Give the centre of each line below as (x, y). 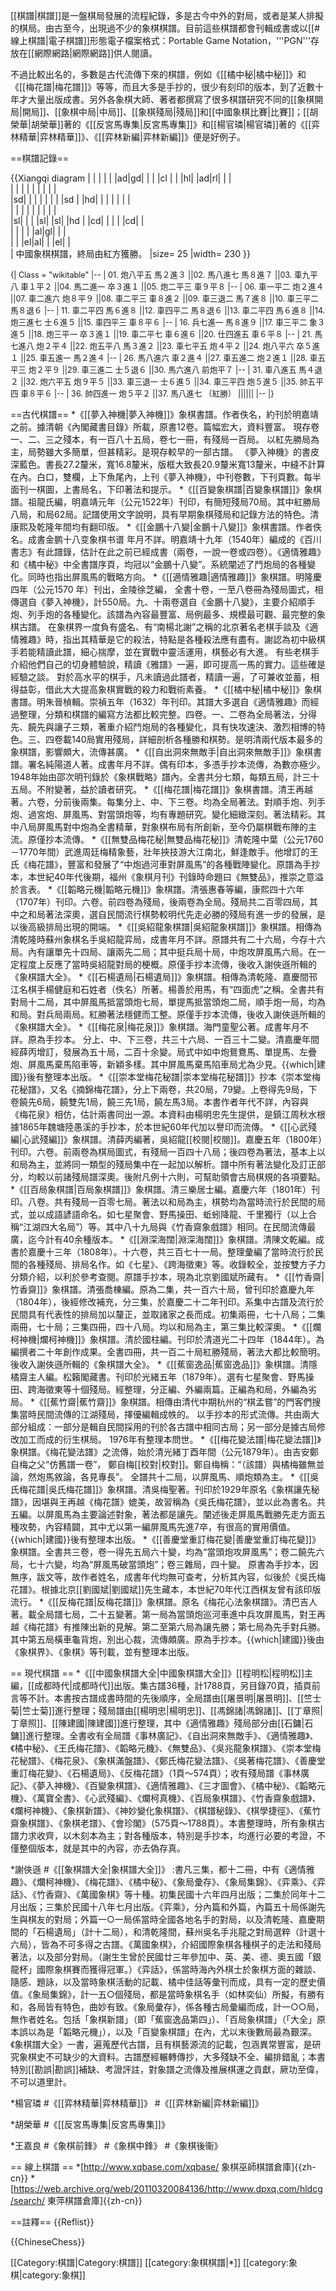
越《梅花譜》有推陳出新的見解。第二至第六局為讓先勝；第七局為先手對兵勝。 (168, 1627)
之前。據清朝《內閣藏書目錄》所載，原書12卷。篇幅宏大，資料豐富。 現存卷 (165, 427)
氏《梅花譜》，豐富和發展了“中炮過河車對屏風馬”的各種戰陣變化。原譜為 (156, 864)
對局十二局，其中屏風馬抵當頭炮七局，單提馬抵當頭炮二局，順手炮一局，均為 (168, 1002)
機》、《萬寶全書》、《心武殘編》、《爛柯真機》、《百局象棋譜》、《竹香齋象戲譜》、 (166, 1798)
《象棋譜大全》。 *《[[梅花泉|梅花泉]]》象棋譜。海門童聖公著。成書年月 (155, 1027)
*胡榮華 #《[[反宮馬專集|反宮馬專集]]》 (90, 2124)
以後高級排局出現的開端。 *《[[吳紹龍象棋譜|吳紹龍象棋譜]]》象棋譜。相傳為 (166, 927)
